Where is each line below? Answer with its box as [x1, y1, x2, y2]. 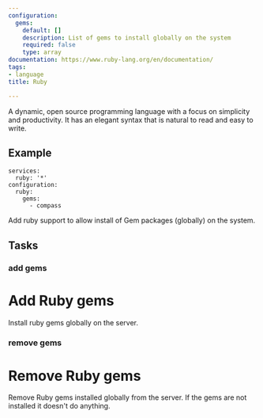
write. [8, 123, 27, 133]
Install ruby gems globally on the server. [8, 317, 139, 327]
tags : [8, 63, 26, 71]
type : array [22, 48, 62, 56]
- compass [28, 202, 62, 210]
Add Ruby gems [8, 291, 115, 310]
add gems [8, 262, 47, 273]
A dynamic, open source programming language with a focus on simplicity [8, 106, 250, 116]
